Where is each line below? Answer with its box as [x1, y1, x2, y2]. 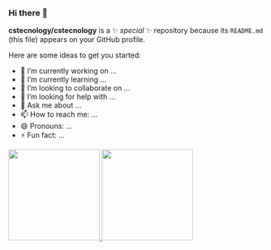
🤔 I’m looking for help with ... [19, 92, 116, 102]
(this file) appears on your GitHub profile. [8, 35, 146, 44]
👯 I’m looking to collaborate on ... [19, 83, 131, 93]
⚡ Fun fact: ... [19, 130, 65, 140]
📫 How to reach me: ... [19, 109, 98, 120]
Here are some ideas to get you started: [8, 50, 142, 60]
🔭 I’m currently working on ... [19, 66, 117, 76]
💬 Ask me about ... [19, 100, 82, 110]
